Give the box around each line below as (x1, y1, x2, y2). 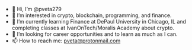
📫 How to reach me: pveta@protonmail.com (11, 37, 121, 44)
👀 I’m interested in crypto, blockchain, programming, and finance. (11, 12, 172, 19)
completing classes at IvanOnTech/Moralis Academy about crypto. (11, 24, 175, 31)
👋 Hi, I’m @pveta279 (11, 6, 62, 12)
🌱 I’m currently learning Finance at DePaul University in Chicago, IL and (11, 18, 187, 25)
